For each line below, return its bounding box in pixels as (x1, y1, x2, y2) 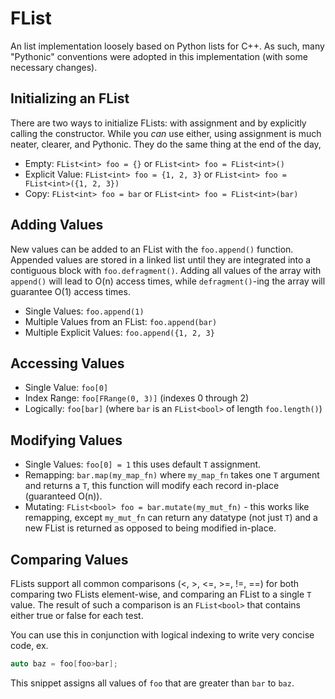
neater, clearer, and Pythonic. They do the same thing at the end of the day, (10, 138, 322, 150)
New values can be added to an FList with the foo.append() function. (10, 243, 294, 255)
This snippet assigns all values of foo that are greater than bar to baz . (10, 677, 295, 689)
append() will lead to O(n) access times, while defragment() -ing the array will (10, 275, 326, 287)
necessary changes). (10, 61, 98, 73)
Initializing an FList (10, 90, 130, 107)
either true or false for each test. (10, 610, 144, 621)
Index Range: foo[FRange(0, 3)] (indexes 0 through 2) (24, 392, 250, 404)
